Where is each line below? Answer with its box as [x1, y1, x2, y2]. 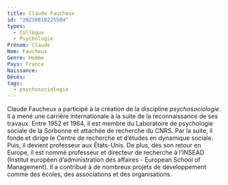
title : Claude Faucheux [7, 10, 75, 17]
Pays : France [7, 61, 45, 68]
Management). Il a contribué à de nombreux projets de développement [7, 163, 207, 171]
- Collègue [13, 29, 45, 36]
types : [7, 23, 26, 29]
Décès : [7, 73, 26, 81]
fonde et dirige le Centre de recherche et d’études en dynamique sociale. [7, 134, 214, 142]
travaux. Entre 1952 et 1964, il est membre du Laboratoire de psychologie [7, 119, 214, 128]
